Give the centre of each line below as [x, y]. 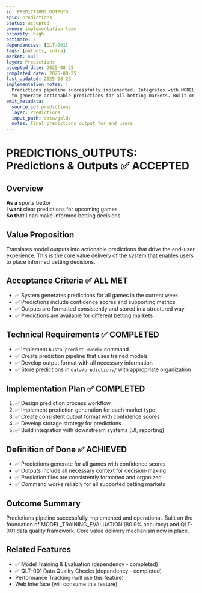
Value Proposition [40, 235]
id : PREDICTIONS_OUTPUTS [37, 12]
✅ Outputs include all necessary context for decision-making [90, 471]
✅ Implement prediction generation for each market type [85, 410]
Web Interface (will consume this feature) [66, 584]
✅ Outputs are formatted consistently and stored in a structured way [99, 309]
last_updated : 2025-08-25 [38, 79]
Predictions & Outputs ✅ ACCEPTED [98, 166]
